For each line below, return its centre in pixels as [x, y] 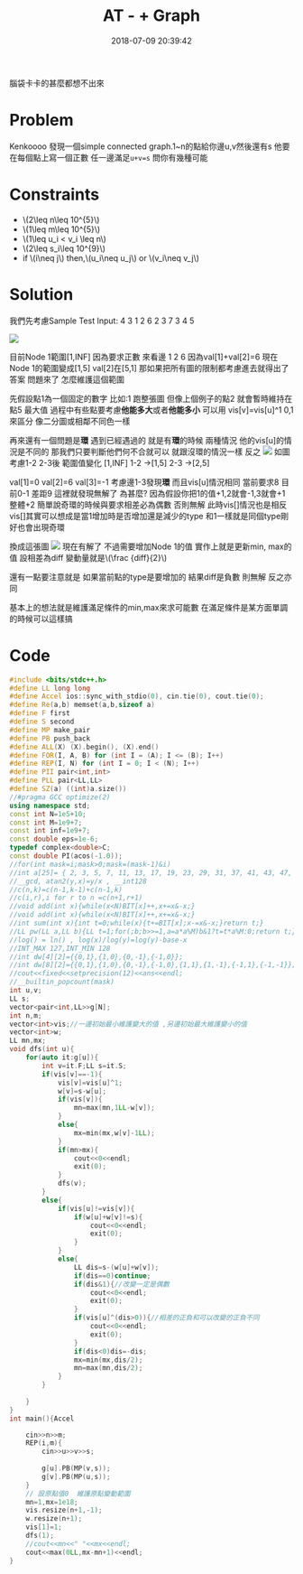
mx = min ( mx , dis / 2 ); [108, 1360]
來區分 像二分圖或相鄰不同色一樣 [70, 421]
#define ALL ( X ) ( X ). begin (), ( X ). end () [84, 747]
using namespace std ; [50, 806]
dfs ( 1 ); [40, 1536]
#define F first [40, 713]
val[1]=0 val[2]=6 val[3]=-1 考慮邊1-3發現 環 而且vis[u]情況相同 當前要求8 [144, 482]
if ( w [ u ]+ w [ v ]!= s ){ [108, 1217]
